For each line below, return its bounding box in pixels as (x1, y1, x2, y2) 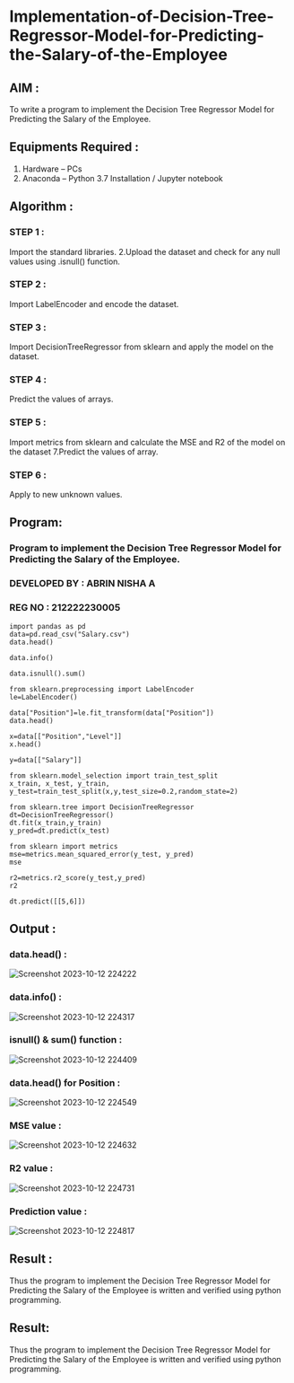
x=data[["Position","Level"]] (9, 732, 123, 741)
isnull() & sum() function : (9, 1034, 123, 1046)
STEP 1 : (9, 226, 45, 239)
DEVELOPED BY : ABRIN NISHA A (9, 577, 156, 590)
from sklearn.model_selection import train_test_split (9, 771, 219, 780)
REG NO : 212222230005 (9, 602, 121, 614)
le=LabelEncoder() (9, 692, 78, 701)
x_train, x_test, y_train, (9, 779, 110, 788)
